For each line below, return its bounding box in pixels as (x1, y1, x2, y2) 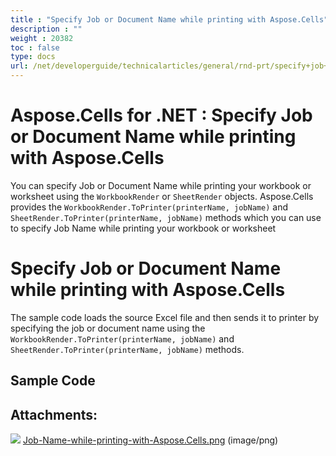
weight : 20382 (10, 33, 74, 43)
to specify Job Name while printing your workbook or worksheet (10, 222, 277, 234)
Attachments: (10, 406, 98, 423)
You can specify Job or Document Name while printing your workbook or (10, 179, 312, 191)
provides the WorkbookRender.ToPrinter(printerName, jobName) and (10, 201, 288, 213)
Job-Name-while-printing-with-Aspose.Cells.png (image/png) (22, 434, 279, 446)
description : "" (10, 24, 83, 34)
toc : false (10, 42, 60, 53)
